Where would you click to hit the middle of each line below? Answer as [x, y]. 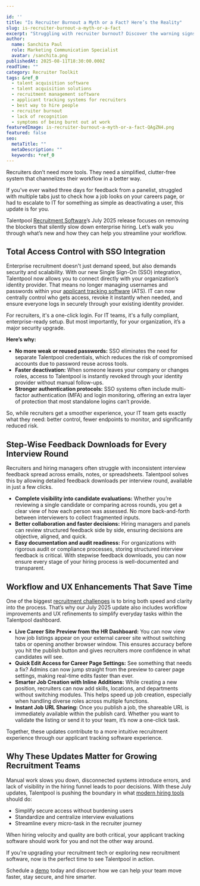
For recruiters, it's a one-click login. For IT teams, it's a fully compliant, [93, 315]
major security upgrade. [36, 328]
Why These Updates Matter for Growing [82, 757]
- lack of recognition [40, 117]
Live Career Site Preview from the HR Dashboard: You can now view [100, 631]
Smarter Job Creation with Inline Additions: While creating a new [96, 682]
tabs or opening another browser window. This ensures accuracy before [103, 644]
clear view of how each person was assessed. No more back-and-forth [102, 511]
